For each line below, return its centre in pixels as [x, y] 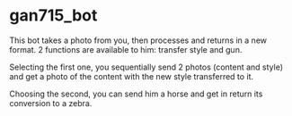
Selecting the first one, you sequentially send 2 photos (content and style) [146, 67]
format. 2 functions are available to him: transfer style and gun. [126, 49]
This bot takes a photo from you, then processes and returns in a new [138, 40]
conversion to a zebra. [51, 103]
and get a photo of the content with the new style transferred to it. [132, 76]
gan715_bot [53, 16]
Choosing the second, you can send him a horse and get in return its [136, 94]
